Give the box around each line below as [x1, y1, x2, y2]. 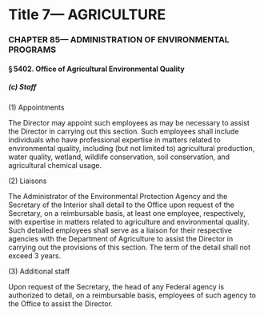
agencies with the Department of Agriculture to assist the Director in [8, 233, 234, 243]
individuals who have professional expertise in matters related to [8, 134, 222, 145]
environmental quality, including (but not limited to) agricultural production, [8, 143, 255, 153]
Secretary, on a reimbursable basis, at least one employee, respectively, [8, 208, 246, 217]
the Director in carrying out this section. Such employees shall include [8, 126, 239, 136]
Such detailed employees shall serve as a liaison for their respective [8, 225, 232, 235]
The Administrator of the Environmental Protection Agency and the [8, 191, 228, 201]
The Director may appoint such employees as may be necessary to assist [8, 118, 250, 127]
